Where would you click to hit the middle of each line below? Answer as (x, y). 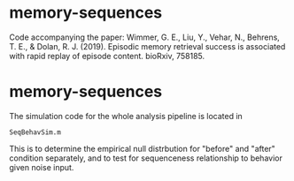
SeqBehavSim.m (35, 132)
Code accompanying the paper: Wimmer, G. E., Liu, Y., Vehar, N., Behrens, (145, 37)
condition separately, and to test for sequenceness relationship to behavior (146, 158)
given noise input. (42, 167)
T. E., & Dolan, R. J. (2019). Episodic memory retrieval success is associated (147, 46)
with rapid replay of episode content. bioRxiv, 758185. (107, 56)
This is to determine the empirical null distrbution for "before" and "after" (143, 148)
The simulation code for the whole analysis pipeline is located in (126, 116)
